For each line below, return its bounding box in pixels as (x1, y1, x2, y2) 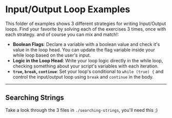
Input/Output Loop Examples (5, 4, 131, 15)
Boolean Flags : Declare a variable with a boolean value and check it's (12, 41, 160, 47)
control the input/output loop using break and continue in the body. (12, 74, 154, 80)
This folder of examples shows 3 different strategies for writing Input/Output (5, 20, 166, 27)
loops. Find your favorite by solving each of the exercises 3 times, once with (5, 26, 166, 32)
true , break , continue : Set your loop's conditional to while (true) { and (12, 68, 164, 75)
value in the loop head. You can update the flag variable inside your (12, 46, 155, 53)
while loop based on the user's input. (12, 52, 91, 58)
